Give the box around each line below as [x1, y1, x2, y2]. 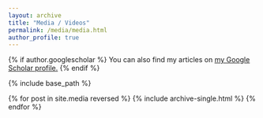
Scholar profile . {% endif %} [8, 64, 100, 73]
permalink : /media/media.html [8, 26, 108, 34]
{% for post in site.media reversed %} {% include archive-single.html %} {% [8, 94, 257, 103]
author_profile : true [8, 33, 80, 42]
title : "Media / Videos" [8, 19, 90, 27]
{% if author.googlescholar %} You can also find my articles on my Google [8, 55, 250, 65]
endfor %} [8, 102, 42, 112]
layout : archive [8, 11, 62, 20]
